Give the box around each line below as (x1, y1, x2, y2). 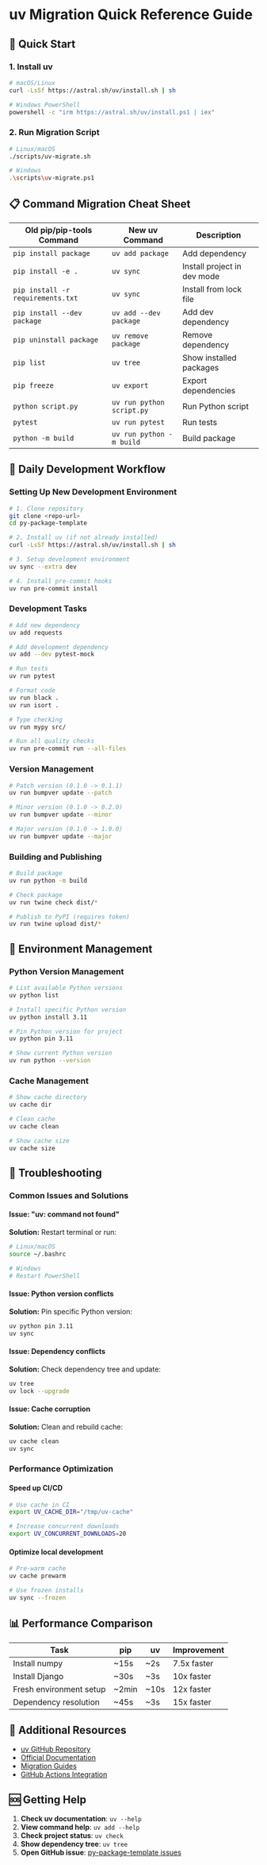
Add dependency (181, 248, 246, 259)
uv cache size (9, 1144, 56, 1152)
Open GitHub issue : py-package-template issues (20, 1848, 181, 1857)
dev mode (181, 270, 220, 281)
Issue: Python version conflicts (9, 1289, 114, 1298)
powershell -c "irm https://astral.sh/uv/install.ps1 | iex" (9, 108, 216, 116)
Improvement (172, 1644, 225, 1655)
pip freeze (13, 381, 54, 390)
